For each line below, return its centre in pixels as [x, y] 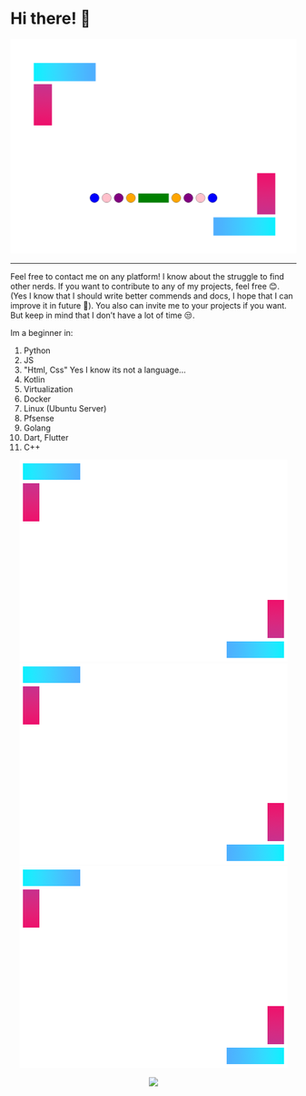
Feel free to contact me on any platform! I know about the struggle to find [148, 277]
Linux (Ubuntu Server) [65, 409]
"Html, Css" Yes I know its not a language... [104, 370]
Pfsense [39, 419]
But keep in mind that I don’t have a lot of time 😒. [103, 315]
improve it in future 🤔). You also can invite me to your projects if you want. [148, 306]
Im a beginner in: [42, 333]
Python [37, 350]
